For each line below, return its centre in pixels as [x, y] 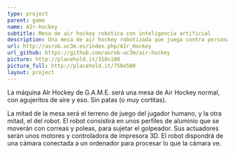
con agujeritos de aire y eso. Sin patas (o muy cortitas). [87, 99]
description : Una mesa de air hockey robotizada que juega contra [106, 40]
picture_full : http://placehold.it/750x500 [72, 66]
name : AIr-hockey [33, 27]
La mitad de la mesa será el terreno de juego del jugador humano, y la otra [115, 113]
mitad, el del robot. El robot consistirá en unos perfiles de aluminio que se [113, 120]
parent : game [26, 20]
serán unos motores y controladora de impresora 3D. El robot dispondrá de [115, 135]
